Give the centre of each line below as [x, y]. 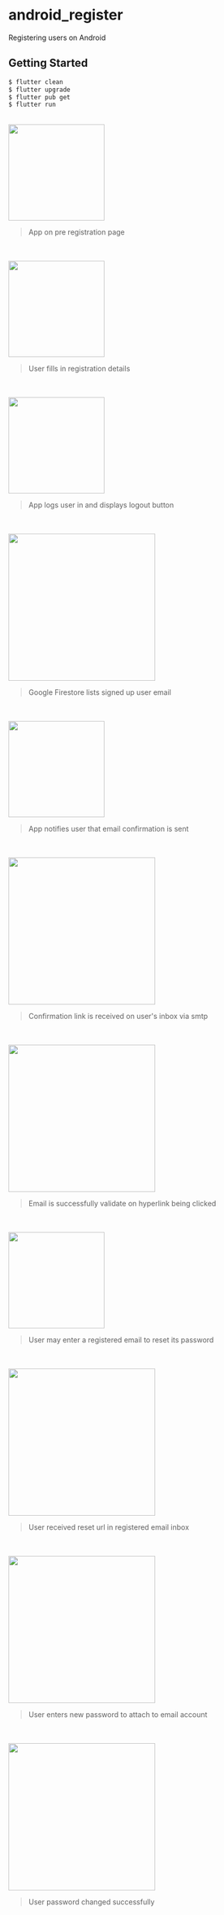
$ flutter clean [36, 82]
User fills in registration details [79, 369]
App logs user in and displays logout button [101, 505]
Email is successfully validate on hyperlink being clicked [122, 1204]
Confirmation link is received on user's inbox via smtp [118, 1017]
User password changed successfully [91, 1902]
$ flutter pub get [39, 97]
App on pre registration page [77, 232]
